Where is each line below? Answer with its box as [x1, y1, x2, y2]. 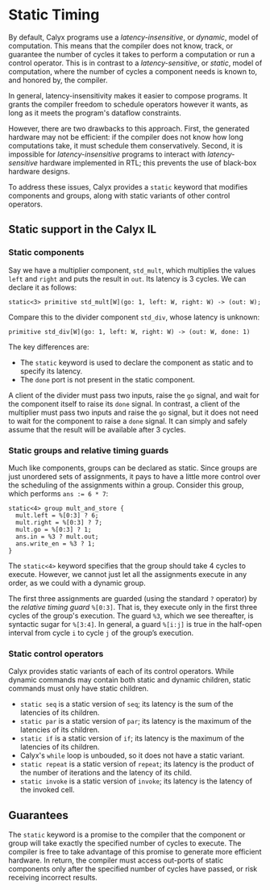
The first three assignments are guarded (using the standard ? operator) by [8, 593, 258, 603]
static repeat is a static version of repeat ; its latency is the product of [19, 759, 255, 769]
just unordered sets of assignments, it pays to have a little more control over [8, 471, 261, 481]
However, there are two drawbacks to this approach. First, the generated [8, 123, 250, 133]
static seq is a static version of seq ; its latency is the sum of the [19, 700, 234, 709]
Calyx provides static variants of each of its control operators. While [8, 666, 235, 676]
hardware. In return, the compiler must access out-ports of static [8, 855, 224, 865]
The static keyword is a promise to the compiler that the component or [8, 829, 246, 840]
